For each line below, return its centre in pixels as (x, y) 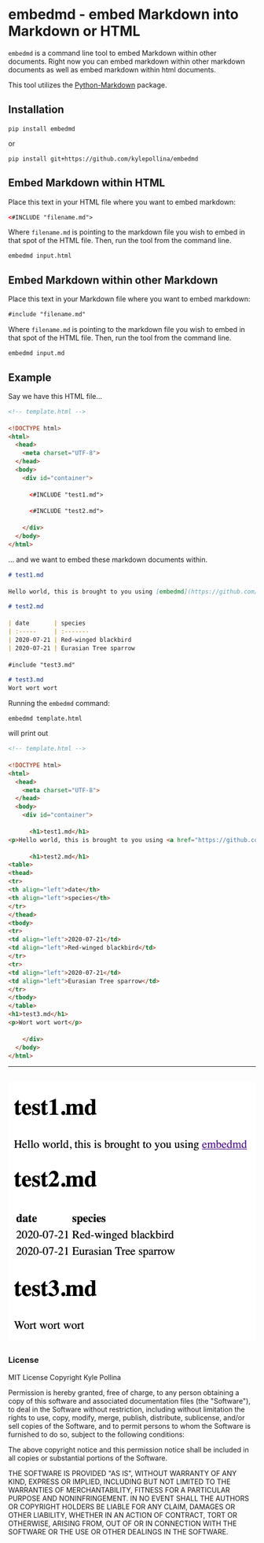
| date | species (47, 623)
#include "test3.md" (42, 665)
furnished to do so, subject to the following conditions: (96, 1434)
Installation (36, 110)
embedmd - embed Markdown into (123, 15)
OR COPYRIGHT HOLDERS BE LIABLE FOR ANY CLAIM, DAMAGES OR (122, 1506)
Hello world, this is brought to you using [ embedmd (96, 592)
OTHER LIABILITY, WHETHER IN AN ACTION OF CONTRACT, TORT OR (123, 1515)
